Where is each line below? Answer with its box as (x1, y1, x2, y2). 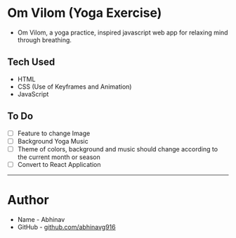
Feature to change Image (17, 129, 91, 137)
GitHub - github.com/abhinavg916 (17, 223, 116, 231)
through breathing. (17, 35, 72, 44)
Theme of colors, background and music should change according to (17, 144, 218, 153)
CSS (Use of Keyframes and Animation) (17, 82, 132, 91)
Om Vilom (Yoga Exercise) (7, 5, 162, 21)
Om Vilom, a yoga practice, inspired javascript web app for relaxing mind (17, 28, 228, 37)
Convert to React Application (17, 160, 101, 168)
